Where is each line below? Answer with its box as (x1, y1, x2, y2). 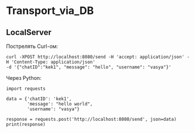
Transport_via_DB (6, 4, 94, 17)
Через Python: (6, 75, 42, 81)
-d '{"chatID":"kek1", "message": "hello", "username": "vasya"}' (6, 64, 172, 70)
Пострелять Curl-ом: (6, 43, 59, 50)
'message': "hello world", (27, 101, 93, 107)
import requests (6, 86, 46, 92)
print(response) (6, 121, 46, 127)
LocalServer (6, 27, 52, 37)
